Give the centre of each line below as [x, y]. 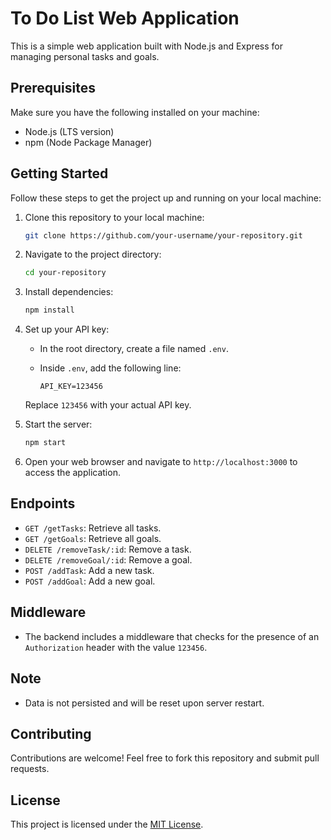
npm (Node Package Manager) [88, 142]
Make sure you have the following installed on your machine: [135, 112]
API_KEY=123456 [71, 387]
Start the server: [58, 424]
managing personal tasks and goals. [85, 56]
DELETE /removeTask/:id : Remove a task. [108, 549]
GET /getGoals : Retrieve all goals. [93, 538]
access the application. [72, 473]
